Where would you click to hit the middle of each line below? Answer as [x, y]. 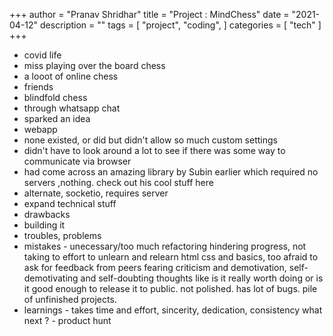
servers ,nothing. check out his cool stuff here [118, 182]
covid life [42, 55]
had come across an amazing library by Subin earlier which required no [171, 172]
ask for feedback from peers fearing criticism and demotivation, [155, 267]
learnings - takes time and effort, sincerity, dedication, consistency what [173, 310]
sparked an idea [57, 118]
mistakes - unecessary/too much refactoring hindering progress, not [165, 246]
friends [38, 87]
